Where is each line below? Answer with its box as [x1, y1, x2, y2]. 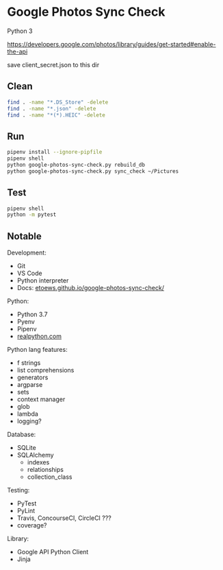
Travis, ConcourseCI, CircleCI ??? [16, 514, 112, 522]
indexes [27, 458, 50, 466]
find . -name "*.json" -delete [7, 105, 96, 112]
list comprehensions [16, 366, 75, 375]
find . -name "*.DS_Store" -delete [7, 99, 109, 106]
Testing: [7, 486, 30, 495]
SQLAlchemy [16, 451, 54, 460]
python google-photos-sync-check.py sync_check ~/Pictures [7, 167, 179, 175]
